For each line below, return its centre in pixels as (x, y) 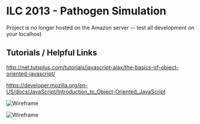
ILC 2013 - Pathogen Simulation (86, 11)
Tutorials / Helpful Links (52, 53)
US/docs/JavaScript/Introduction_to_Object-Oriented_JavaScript (86, 92)
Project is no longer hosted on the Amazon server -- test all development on (100, 28)
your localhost (24, 34)
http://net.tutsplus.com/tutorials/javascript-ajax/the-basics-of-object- (92, 67)
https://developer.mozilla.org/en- (47, 85)
